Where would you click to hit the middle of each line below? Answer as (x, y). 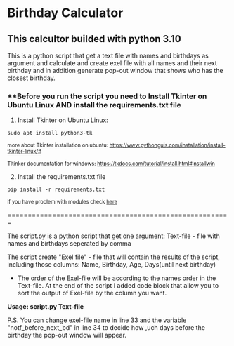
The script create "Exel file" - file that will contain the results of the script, (113, 257)
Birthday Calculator (65, 13)
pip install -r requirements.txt (56, 190)
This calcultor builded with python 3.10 (94, 39)
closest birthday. (32, 78)
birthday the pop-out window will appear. (67, 335)
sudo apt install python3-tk (50, 133)
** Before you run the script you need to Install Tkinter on (107, 96)
